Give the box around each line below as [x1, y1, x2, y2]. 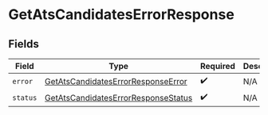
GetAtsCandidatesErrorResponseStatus [45, 92, 193, 103]
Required [199, 61, 235, 71]
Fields [8, 37, 40, 51]
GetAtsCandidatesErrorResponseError [45, 75, 187, 86]
